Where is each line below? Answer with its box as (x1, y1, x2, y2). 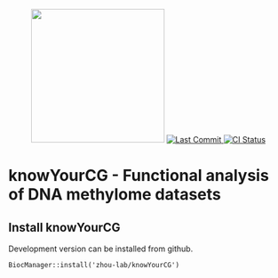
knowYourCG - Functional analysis (8, 166, 270, 186)
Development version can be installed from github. (8, 243, 194, 254)
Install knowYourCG (8, 219, 121, 235)
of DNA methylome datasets (8, 184, 221, 205)
